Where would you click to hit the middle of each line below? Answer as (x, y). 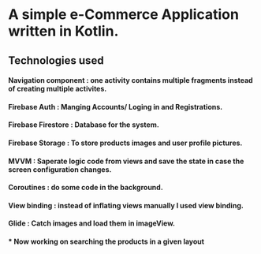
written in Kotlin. (63, 31)
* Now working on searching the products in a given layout (106, 241)
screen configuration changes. (60, 169)
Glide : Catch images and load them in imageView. (92, 223)
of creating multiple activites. (58, 89)
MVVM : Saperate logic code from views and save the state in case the (126, 161)
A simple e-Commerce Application (123, 15)
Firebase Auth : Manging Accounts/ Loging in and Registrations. (116, 106)
